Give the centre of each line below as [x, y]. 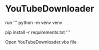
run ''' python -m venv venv [34, 22]
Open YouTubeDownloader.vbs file [41, 42]
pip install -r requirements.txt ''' [38, 32]
